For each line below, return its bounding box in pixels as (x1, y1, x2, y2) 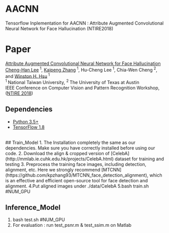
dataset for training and (114, 156, 164, 162)
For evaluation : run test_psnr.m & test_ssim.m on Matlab (12, 222, 132, 228)
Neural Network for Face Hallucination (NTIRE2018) (5, 25, 114, 31)
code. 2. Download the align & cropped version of (5, 150, 110, 156)
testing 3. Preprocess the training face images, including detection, (5, 161, 147, 167)
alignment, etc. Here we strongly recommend (5, 166, 101, 173)
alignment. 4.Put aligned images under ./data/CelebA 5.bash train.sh (5, 183, 149, 189)
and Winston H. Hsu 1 (5, 72, 50, 79)
